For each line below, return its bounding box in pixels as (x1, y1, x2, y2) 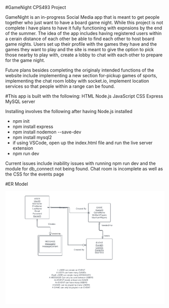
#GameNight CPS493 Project (5, 5, 66, 10)
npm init (12, 118, 30, 124)
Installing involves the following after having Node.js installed (5, 109, 133, 114)
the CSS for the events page (5, 171, 64, 177)
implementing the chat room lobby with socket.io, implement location (5, 78, 149, 84)
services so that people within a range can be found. (5, 83, 115, 89)
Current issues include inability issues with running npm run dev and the (5, 160, 156, 166)
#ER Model (5, 181, 28, 187)
